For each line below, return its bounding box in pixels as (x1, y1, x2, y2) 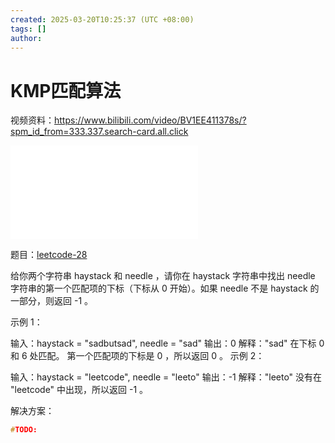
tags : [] (10, 24, 47, 34)
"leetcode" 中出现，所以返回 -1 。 (10, 384, 149, 396)
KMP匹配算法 (10, 79, 122, 102)
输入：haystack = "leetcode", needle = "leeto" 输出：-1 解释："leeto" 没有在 (10, 371, 323, 383)
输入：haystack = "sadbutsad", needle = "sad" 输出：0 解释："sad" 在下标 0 (10, 337, 325, 350)
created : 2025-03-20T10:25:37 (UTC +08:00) (10, 14, 195, 25)
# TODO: (10, 425, 38, 435)
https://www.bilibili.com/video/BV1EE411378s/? (54, 114, 247, 126)
